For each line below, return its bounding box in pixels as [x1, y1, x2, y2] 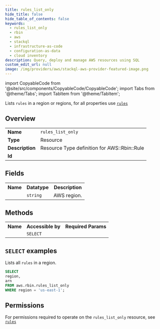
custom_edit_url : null [5, 62, 52, 67]
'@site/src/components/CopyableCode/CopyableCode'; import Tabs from [5, 86, 155, 91]
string [26, 193, 42, 198]
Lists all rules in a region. [5, 260, 57, 266]
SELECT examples [5, 247, 58, 255]
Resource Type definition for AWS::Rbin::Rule [40, 144, 144, 151]
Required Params [65, 223, 107, 230]
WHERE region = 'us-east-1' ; [5, 288, 65, 293]
